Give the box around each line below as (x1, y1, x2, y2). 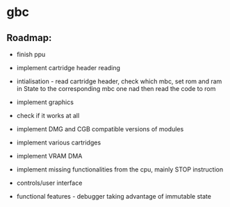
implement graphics (16, 98, 74, 106)
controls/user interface (16, 179, 83, 187)
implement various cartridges (16, 138, 101, 147)
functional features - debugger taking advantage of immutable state (16, 192, 211, 200)
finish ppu (16, 50, 46, 58)
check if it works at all (16, 112, 80, 119)
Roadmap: (6, 32, 52, 44)
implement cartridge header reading (16, 64, 121, 72)
